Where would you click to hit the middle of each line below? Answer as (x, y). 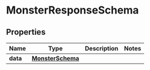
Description (102, 49)
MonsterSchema (55, 58)
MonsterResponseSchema (73, 10)
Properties (26, 32)
